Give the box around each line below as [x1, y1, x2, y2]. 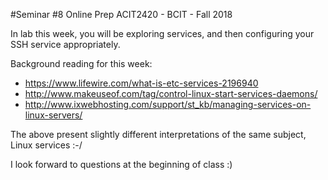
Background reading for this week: [10, 58, 153, 69]
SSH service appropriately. [10, 39, 121, 50]
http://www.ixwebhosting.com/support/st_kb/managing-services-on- [24, 99, 312, 110]
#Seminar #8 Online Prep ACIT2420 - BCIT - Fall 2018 [10, 9, 233, 20]
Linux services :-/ [10, 139, 83, 151]
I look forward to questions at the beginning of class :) [10, 159, 233, 170]
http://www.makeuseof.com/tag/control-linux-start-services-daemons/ [24, 88, 318, 99]
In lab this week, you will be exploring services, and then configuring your [10, 28, 315, 39]
